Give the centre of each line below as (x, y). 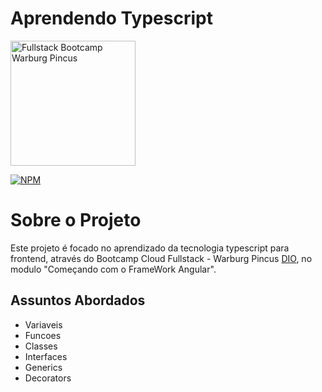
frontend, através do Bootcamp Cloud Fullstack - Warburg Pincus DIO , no (161, 258)
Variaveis (43, 324)
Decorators (48, 378)
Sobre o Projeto (76, 220)
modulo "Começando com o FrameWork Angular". (113, 269)
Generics (43, 367)
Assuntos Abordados (78, 300)
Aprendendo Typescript (111, 18)
